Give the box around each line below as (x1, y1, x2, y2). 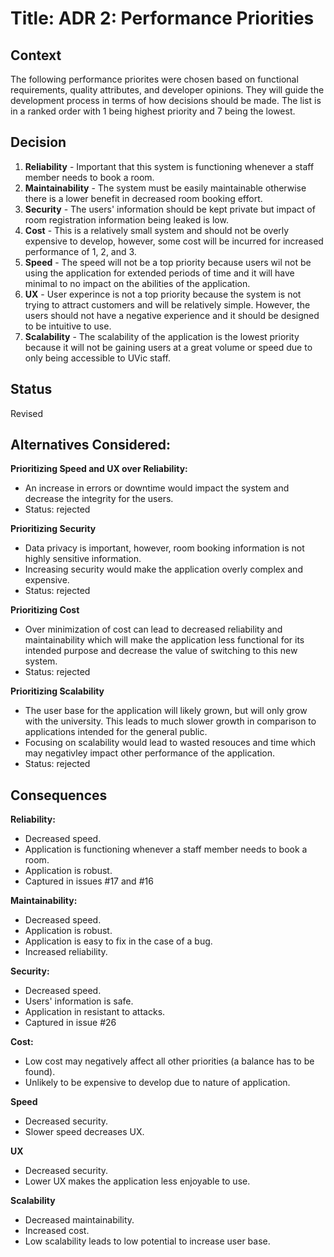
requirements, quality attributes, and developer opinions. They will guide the (10, 84, 325, 96)
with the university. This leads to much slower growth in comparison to (24, 715, 317, 727)
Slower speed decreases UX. (24, 1126, 145, 1138)
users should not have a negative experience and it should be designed (24, 309, 320, 321)
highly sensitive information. (24, 553, 142, 565)
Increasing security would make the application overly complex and (24, 563, 303, 576)
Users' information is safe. (24, 995, 134, 1007)
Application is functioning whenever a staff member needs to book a (24, 843, 308, 856)
